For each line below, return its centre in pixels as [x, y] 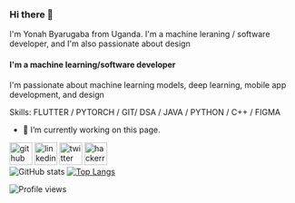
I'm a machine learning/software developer [93, 64]
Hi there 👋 [32, 14]
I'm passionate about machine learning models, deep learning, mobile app [148, 84]
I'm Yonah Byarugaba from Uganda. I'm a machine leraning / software [140, 34]
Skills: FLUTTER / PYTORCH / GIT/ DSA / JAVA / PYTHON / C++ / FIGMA [145, 111]
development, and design [57, 94]
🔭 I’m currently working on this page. [91, 130]
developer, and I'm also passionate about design [100, 43]
